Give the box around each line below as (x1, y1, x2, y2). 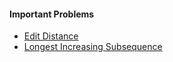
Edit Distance (23, 30, 79, 42)
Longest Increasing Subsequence (23, 41, 163, 53)
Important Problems (9, 8, 95, 20)
